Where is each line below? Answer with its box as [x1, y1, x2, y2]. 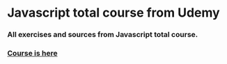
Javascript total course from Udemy [7, 5, 221, 21]
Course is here [7, 49, 58, 58]
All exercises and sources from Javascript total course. [7, 30, 198, 40]
